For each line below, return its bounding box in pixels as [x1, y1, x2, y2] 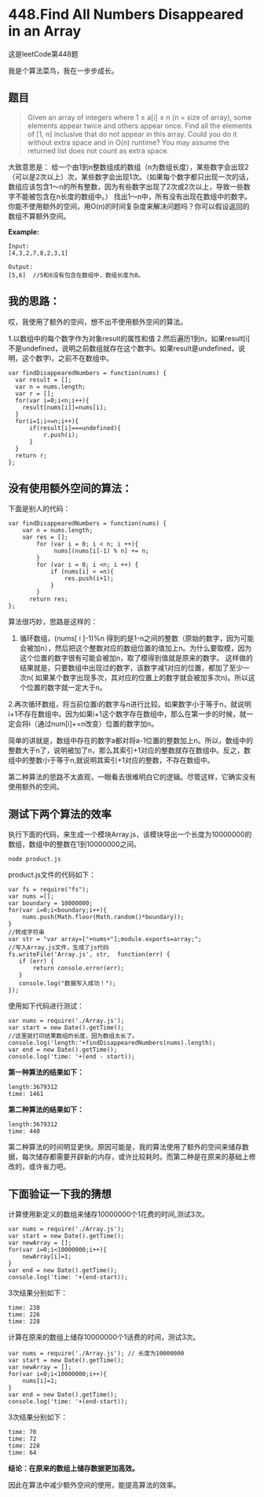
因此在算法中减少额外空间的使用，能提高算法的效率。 [8, 1480, 181, 1489]
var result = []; [15, 376, 72, 384]
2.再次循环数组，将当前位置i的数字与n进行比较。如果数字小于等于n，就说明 [8, 700, 251, 709]
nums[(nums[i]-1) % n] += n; [53, 547, 149, 555]
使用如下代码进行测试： [8, 1001, 84, 1011]
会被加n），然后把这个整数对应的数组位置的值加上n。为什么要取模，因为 [19, 643, 252, 653]
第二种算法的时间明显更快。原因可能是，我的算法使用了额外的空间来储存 [8, 1142, 242, 1152]
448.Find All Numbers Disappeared [8, 6, 244, 24]
